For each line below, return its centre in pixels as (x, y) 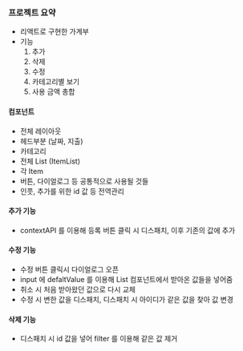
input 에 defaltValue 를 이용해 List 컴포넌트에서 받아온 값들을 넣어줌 (126, 279)
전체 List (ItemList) (50, 161)
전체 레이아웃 (40, 131)
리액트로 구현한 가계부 (55, 32)
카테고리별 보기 (56, 82)
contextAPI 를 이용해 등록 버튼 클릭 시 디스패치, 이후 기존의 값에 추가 (128, 230)
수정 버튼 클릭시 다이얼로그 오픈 (69, 269)
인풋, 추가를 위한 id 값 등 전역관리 (72, 191)
